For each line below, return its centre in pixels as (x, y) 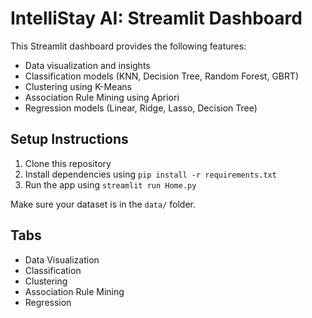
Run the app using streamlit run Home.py (110, 184)
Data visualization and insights (87, 65)
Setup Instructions (69, 139)
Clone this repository (68, 163)
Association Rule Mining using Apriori (102, 97)
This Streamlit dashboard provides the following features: (128, 46)
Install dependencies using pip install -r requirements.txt (150, 174)
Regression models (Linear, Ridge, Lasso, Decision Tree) (141, 108)
